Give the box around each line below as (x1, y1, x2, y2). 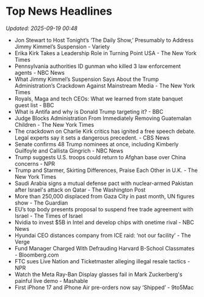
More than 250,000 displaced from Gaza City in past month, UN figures (14, 192, 195, 200)
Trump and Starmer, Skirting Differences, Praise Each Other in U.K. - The (14, 167, 198, 174)
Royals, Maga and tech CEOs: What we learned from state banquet (14, 95, 183, 102)
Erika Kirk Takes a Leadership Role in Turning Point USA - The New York (14, 49, 197, 56)
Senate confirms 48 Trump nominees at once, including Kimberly (14, 140, 179, 148)
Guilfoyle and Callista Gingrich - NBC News (14, 147, 123, 154)
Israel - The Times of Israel (14, 212, 83, 219)
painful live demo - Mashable (14, 277, 89, 284)
